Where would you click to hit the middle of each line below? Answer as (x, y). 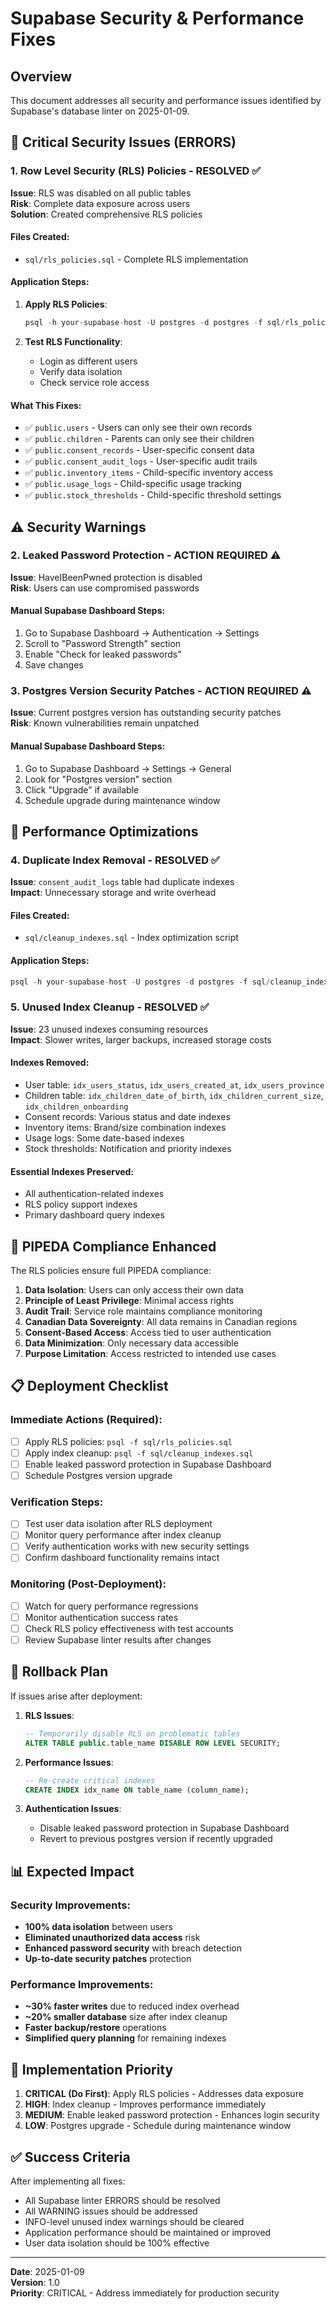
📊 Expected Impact (72, 1871)
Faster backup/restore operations (95, 2028)
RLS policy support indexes (81, 1204)
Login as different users (88, 361)
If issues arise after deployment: (76, 1696)
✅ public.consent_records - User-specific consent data (139, 450)
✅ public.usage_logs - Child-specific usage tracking (133, 484)
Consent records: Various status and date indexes (127, 1117)
